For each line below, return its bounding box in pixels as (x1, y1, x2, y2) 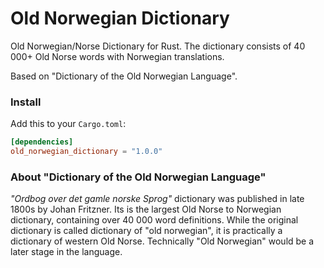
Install (10, 95, 42, 109)
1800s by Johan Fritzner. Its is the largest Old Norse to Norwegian (10, 203, 282, 216)
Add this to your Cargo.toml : (10, 118, 127, 130)
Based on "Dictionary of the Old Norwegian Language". (10, 70, 238, 82)
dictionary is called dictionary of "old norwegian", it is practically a (10, 225, 283, 237)
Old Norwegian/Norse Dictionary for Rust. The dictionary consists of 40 (10, 40, 306, 52)
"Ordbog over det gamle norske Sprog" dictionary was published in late (10, 193, 305, 205)
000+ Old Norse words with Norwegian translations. (10, 50, 225, 62)
